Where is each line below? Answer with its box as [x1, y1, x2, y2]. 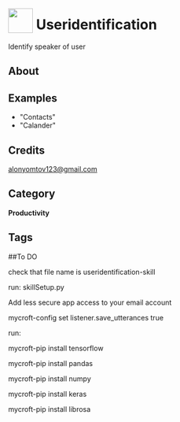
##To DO [8, 252, 38, 261]
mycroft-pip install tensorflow [8, 343, 104, 353]
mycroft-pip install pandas [8, 358, 93, 368]
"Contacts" [19, 113, 57, 122]
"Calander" [19, 120, 57, 130]
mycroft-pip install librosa [8, 404, 91, 413]
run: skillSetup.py [8, 282, 64, 291]
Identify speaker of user [8, 42, 86, 51]
